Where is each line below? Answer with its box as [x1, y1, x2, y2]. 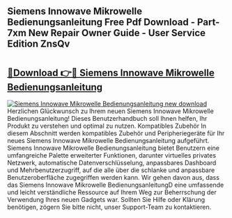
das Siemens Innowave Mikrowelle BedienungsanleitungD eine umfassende [7, 181, 224, 189]
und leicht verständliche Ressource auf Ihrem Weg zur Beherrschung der [7, 188, 217, 196]
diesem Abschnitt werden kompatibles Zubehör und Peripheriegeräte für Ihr [7, 129, 225, 137]
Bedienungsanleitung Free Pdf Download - [7, 17, 195, 28]
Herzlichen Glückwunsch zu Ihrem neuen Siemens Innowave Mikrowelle [7, 107, 214, 115]
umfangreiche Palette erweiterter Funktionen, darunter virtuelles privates [7, 151, 217, 159]
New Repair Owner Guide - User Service [28, 27, 206, 39]
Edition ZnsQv [7, 38, 70, 50]
